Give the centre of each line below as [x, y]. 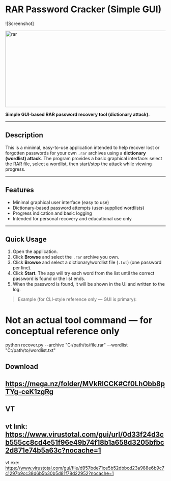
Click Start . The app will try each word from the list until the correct [83, 273]
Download [22, 366]
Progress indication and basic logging [52, 213]
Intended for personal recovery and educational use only [72, 218]
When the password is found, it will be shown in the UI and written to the [89, 284]
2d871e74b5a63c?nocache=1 [53, 450]
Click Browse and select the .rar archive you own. [66, 257]
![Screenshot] [20, 23]
